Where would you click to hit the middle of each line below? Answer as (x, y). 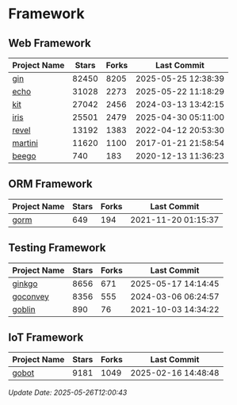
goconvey (31, 296)
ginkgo (25, 284)
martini (25, 143)
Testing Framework (57, 248)
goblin (24, 309)
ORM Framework (50, 184)
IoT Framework (46, 338)
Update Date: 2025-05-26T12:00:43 (68, 392)
